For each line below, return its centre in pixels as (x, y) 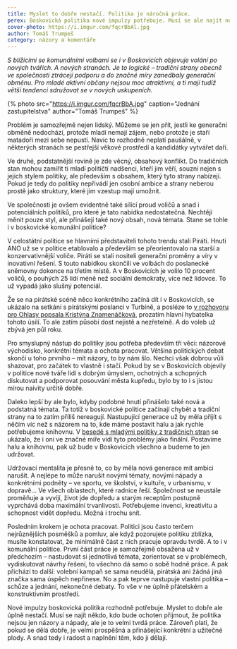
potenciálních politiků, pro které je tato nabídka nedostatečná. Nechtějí (110, 212)
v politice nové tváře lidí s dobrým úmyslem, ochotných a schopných (107, 373)
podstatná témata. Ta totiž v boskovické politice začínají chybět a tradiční (114, 409)
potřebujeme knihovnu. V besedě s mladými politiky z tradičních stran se (113, 432)
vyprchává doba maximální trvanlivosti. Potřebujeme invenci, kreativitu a (113, 506)
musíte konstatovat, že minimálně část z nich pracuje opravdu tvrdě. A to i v (117, 542)
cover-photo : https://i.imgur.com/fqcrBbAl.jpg (79, 27)
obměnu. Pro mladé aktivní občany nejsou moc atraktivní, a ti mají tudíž (112, 83)
